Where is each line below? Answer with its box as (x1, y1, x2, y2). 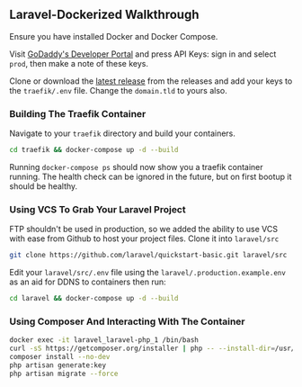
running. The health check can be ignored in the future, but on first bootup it (9, 171, 292, 182)
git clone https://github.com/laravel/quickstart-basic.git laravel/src (9, 251, 288, 260)
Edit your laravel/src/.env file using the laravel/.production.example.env (9, 267, 286, 278)
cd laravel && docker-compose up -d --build (9, 294, 179, 303)
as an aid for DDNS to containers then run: (9, 276, 166, 287)
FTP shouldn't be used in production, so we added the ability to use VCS (9, 224, 279, 235)
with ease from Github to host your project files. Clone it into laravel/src (9, 233, 280, 244)
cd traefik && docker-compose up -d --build (9, 146, 179, 155)
